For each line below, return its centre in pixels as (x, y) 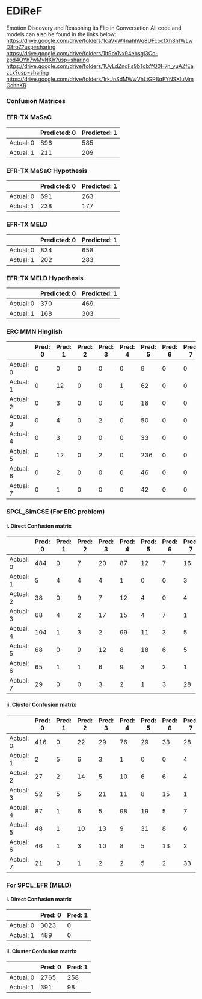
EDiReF (24, 11)
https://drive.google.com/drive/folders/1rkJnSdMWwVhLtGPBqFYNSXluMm (100, 79)
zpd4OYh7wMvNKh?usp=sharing (48, 60)
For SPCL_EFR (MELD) (39, 885)
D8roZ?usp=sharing (31, 47)
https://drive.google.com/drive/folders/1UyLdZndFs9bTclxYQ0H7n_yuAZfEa (100, 66)
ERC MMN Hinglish (34, 331)
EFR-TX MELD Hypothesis (45, 278)
